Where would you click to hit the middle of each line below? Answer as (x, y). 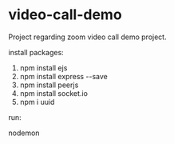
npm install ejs (43, 68)
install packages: (36, 52)
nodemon (24, 133)
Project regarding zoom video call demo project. (87, 37)
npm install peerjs (49, 85)
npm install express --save (63, 76)
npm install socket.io (53, 93)
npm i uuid (37, 102)
